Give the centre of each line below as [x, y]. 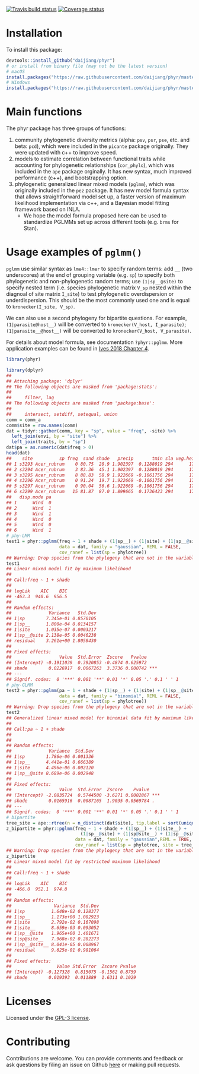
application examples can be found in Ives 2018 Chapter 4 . [78, 349]
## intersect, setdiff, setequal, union [62, 414]
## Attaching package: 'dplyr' [45, 381]
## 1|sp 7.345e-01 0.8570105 [51, 619]
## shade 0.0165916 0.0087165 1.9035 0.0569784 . [81, 801]
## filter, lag [30, 398]
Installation [34, 33]
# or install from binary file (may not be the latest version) [87, 66]
